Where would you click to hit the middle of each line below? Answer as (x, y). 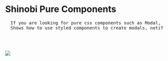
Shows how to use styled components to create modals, (79, 28)
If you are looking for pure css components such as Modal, (85, 23)
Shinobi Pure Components (61, 9)
